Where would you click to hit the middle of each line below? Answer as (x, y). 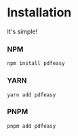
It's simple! (22, 31)
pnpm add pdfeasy (32, 126)
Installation (39, 13)
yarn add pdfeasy (32, 95)
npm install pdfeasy (36, 64)
